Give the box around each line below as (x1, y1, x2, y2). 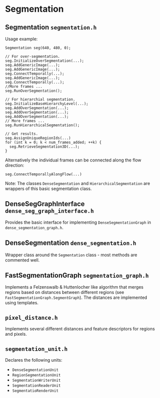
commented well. (5, 257, 40, 263)
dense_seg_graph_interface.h (5, 208, 94, 214)
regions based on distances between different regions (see (5, 290, 124, 295)
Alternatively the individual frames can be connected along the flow (5, 157, 142, 163)
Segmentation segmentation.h (5, 23, 97, 31)
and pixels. (5, 331, 27, 337)
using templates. (5, 300, 39, 306)
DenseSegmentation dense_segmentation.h (5, 239, 137, 247)
